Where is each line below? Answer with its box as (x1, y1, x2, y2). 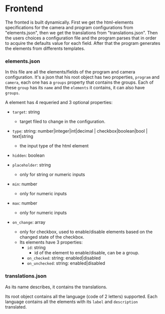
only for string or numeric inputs (19, 172, 85, 177)
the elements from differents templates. (5, 45, 85, 51)
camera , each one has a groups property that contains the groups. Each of (5, 79, 154, 85)
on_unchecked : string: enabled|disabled (27, 260, 105, 266)
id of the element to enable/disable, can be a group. (34, 250, 139, 256)
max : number (12, 200, 38, 206)
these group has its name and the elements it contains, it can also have (5, 85, 145, 91)
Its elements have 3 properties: (19, 240, 83, 245)
